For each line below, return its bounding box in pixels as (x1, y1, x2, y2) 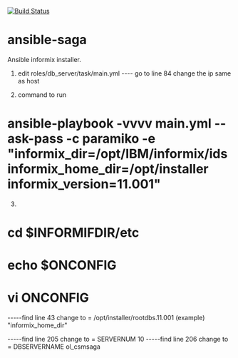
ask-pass (7, 131, 64, 147)
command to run (17, 90, 66, 99)
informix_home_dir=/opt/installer (7, 161, 209, 178)
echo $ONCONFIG (7, 257, 117, 274)
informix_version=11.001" (7, 176, 162, 193)
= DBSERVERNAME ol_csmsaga (7, 342, 101, 351)
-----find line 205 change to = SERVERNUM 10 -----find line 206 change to (7, 335, 229, 344)
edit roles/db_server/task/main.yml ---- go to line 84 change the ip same (17, 68, 232, 78)
